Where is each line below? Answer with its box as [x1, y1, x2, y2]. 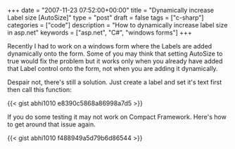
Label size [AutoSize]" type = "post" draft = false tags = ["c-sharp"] [7, 13, 204, 22]
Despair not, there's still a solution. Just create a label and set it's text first [7, 78, 222, 86]
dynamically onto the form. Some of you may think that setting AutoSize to [7, 49, 223, 58]
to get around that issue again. [7, 120, 96, 129]
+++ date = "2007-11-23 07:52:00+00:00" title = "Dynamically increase [7, 6, 215, 14]
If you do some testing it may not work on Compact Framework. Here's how [7, 112, 227, 121]
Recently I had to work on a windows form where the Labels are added [7, 42, 212, 50]
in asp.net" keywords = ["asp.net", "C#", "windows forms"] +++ [7, 28, 192, 37]
